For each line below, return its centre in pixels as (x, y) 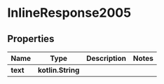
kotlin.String (59, 70)
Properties (31, 39)
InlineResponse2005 (69, 13)
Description (106, 58)
